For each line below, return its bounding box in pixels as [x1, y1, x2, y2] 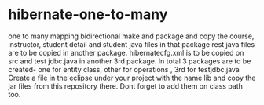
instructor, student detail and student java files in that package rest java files [8, 39, 255, 49]
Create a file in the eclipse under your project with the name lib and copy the [8, 73, 256, 82]
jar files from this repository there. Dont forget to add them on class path [8, 81, 244, 91]
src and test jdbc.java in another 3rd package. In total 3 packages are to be [8, 56, 251, 66]
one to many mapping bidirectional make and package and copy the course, [8, 31, 255, 41]
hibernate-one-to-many [8, 5, 168, 24]
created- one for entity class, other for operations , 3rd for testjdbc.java [8, 64, 240, 74]
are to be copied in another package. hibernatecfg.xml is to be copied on [8, 48, 244, 57]
